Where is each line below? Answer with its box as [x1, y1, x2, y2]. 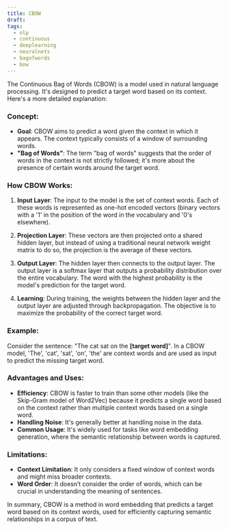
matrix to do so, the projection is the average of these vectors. [16, 246, 193, 254]
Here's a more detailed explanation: [7, 94, 107, 103]
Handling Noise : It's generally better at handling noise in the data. [16, 418, 203, 426]
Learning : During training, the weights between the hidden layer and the [16, 294, 221, 302]
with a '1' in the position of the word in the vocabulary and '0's [16, 210, 193, 219]
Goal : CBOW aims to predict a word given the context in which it [16, 127, 198, 135]
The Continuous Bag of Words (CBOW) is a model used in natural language [7, 80, 219, 88]
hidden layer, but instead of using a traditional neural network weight [16, 239, 211, 247]
